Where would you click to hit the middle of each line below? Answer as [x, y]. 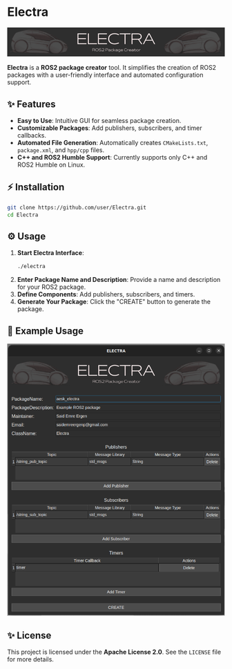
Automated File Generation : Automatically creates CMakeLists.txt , [113, 142]
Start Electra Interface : [50, 253]
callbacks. [32, 135]
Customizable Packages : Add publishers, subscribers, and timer [109, 128]
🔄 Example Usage [46, 331]
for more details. [30, 659]
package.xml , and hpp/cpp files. [61, 150]
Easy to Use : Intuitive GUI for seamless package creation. [99, 120]
